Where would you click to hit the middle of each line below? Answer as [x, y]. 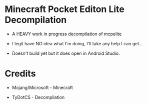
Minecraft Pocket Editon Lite [64, 9]
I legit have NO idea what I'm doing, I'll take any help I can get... [77, 43]
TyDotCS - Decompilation [38, 97]
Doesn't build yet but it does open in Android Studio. [66, 53]
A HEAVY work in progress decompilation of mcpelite [67, 34]
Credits [20, 74]
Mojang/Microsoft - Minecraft [42, 87]
